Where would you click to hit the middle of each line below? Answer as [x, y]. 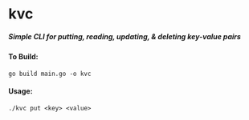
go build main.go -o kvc [50, 74]
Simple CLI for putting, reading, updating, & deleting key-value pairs [124, 36]
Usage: [21, 91]
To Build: [23, 57]
